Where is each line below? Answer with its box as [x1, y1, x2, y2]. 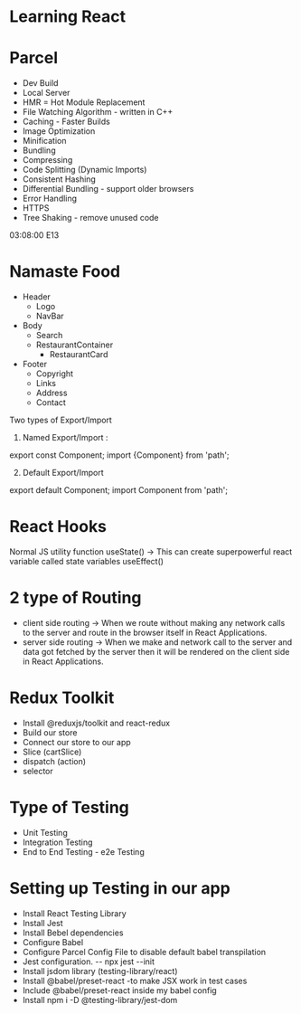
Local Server [22, 88, 71, 99]
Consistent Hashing [22, 174, 97, 185]
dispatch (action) [22, 755, 87, 766]
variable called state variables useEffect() [9, 556, 165, 566]
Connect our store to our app [22, 736, 131, 747]
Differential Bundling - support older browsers [22, 184, 194, 194]
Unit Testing [22, 827, 68, 838]
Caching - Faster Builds [22, 116, 110, 128]
